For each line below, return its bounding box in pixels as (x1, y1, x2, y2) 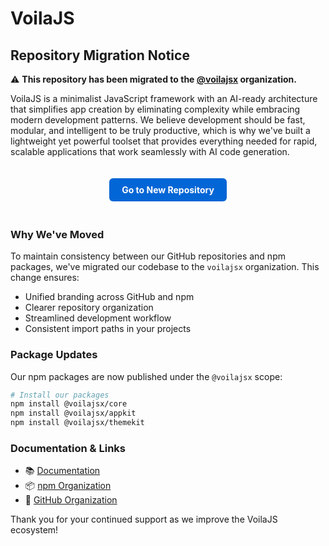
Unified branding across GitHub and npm (24, 291, 195, 303)
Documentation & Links (10, 442, 126, 456)
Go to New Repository (121, 184, 215, 196)
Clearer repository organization (24, 302, 154, 314)
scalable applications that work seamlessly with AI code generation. (10, 146, 290, 157)
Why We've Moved (10, 227, 105, 241)
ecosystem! (10, 524, 59, 536)
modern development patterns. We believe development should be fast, (10, 114, 306, 126)
